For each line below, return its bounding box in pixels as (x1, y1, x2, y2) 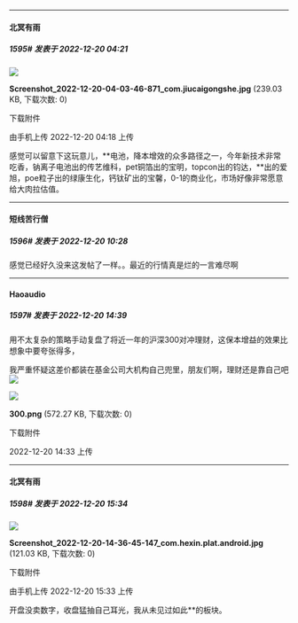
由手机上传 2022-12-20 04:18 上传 (9, 131, 135, 142)
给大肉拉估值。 (9, 183, 64, 194)
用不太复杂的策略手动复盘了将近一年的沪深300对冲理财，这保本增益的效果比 (9, 334, 288, 345)
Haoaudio (9, 289, 46, 300)
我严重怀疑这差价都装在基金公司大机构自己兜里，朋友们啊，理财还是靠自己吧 (9, 364, 289, 375)
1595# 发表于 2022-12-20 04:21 (9, 43, 129, 54)
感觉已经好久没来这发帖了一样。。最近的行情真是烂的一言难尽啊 (9, 260, 239, 270)
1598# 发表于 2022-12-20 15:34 (9, 498, 129, 509)
